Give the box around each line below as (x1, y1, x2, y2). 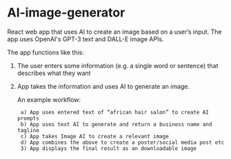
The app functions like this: (7, 48, 84, 56)
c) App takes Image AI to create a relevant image (20, 133, 169, 140)
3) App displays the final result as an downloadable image (20, 145, 197, 152)
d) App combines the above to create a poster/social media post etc (20, 139, 225, 146)
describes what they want (17, 69, 91, 77)
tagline (17, 127, 39, 134)
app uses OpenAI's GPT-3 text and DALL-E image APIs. (7, 34, 164, 43)
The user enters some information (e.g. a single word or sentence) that (17, 61, 219, 70)
